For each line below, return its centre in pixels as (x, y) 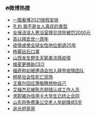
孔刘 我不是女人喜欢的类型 (40, 26)
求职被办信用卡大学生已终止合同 (46, 96)
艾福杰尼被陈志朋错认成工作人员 (46, 90)
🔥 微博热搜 (18, 8)
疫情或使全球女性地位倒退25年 (44, 45)
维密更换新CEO (28, 64)
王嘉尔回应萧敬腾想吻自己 (39, 83)
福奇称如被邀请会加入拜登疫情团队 (48, 71)
